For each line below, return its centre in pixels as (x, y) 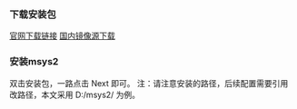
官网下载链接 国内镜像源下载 (62, 36)
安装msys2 (34, 62)
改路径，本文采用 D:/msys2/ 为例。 (75, 94)
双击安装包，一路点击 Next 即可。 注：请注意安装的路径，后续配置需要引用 (149, 83)
